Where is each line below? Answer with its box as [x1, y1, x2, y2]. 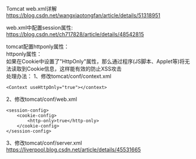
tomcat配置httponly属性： [6, 43, 69, 50]
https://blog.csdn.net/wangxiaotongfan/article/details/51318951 [6, 12, 161, 19]
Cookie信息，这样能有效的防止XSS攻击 [26, 65, 122, 72]
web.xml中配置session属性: [6, 24, 73, 31]
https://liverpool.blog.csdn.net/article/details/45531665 [6, 146, 141, 153]
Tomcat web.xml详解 [6, 5, 57, 12]
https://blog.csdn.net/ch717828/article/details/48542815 [6, 31, 144, 37]
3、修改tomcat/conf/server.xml [6, 139, 82, 147]
